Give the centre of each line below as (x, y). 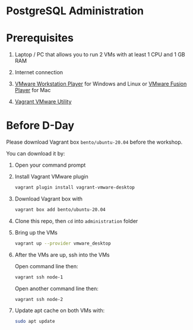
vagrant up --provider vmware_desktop (63, 243)
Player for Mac (33, 90)
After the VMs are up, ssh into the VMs (62, 255)
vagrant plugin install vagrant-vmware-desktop (75, 188)
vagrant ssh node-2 (39, 299)
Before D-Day (40, 126)
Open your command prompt (50, 165)
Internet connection (39, 72)
